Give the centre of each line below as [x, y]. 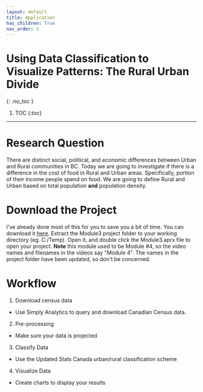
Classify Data [31, 347]
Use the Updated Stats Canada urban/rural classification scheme [96, 359]
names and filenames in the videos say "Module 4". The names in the [92, 253]
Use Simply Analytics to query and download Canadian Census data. [101, 312]
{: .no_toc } [20, 101]
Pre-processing [34, 324]
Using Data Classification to [78, 59]
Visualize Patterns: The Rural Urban [98, 72]
